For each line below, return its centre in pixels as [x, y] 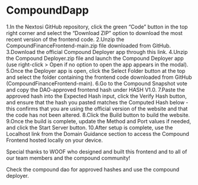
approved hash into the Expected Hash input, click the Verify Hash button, [97, 96]
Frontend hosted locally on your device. [55, 140]
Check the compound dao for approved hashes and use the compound [93, 169]
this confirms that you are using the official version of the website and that [97, 109]
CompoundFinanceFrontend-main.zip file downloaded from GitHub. [89, 46]
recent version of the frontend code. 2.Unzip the [65, 39]
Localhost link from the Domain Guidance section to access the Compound [98, 133]
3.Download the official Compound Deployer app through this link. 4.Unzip [97, 52]
